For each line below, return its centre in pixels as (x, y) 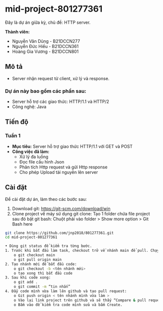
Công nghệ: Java (29, 107)
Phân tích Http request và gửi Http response (63, 167)
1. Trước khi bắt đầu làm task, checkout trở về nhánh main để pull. (77, 251)
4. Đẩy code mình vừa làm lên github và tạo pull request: (66, 291)
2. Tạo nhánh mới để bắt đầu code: (41, 264)
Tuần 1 (13, 136)
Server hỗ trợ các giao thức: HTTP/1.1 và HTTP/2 (60, 102)
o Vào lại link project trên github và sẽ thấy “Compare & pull (80, 300)
